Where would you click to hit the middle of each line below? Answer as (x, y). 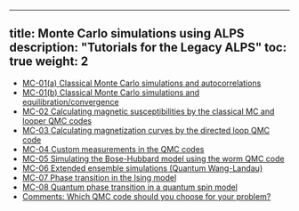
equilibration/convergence (70, 101)
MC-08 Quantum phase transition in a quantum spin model (130, 187)
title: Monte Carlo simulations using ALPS (127, 33)
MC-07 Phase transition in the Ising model (99, 177)
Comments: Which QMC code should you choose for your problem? (146, 196)
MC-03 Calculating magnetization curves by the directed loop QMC (146, 130)
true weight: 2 (49, 62)
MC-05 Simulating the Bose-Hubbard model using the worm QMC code (153, 158)
